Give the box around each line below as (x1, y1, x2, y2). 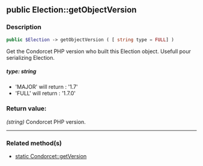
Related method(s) (6, 139, 62, 147)
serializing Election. (6, 54, 55, 61)
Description (6, 23, 42, 31)
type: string (6, 68, 37, 75)
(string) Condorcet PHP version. (6, 118, 86, 126)
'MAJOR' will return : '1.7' (14, 83, 79, 90)
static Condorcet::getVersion (14, 153, 87, 160)
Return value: (6, 104, 47, 113)
